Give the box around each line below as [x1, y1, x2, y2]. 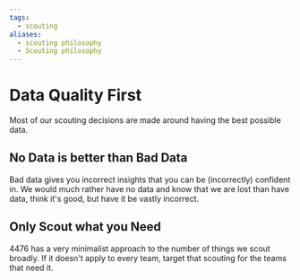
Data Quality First [9, 85, 142, 106]
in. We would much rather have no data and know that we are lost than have [9, 183, 289, 194]
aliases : [9, 30, 42, 39]
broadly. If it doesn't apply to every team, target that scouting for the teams [9, 252, 287, 263]
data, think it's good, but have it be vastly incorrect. [9, 193, 200, 204]
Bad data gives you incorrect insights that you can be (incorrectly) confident [9, 174, 291, 185]
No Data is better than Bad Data [9, 150, 188, 166]
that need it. [9, 262, 54, 273]
